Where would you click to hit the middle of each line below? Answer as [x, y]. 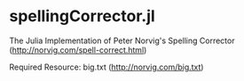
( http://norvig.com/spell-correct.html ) [78, 49]
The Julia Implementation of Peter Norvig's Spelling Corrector [122, 40]
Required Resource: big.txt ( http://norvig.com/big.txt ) [106, 67]
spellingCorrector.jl [82, 16]
